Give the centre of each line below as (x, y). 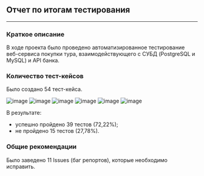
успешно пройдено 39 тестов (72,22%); (66, 124)
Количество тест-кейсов (45, 76)
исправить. (21, 166)
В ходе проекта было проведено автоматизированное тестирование (96, 47)
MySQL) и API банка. (33, 61)
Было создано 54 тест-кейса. (44, 89)
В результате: (24, 113)
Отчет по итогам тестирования (68, 10)
